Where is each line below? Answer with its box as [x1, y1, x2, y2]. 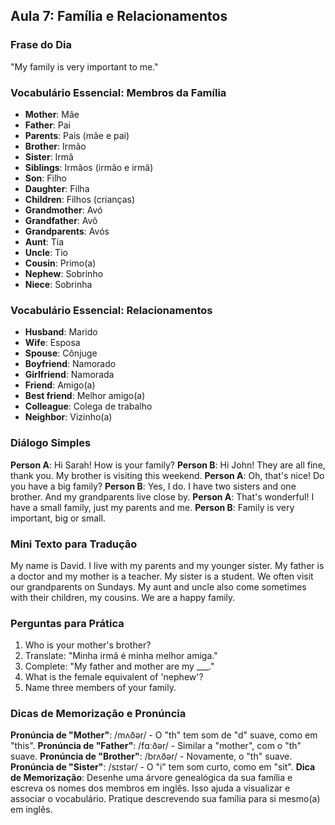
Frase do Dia [10, 38, 72, 52]
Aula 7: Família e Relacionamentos [10, 8, 228, 25]
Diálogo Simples [10, 436, 92, 450]
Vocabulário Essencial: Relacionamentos [10, 303, 213, 317]
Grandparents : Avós [24, 225, 110, 237]
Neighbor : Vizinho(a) [24, 411, 113, 423]
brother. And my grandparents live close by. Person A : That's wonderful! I [10, 490, 315, 503]
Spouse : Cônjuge [24, 347, 98, 359]
